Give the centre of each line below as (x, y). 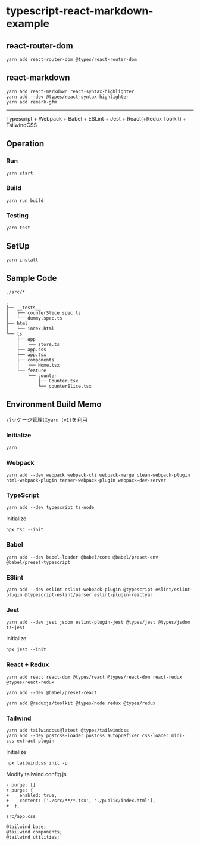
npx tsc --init (25, 530)
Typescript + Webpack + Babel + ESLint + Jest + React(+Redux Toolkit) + (96, 118)
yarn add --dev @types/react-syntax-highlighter (68, 97)
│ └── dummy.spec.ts (34, 318)
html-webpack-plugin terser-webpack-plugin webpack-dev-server (86, 480)
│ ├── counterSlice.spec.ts (44, 313)
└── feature (32, 370)
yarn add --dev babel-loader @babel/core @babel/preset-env (82, 557)
